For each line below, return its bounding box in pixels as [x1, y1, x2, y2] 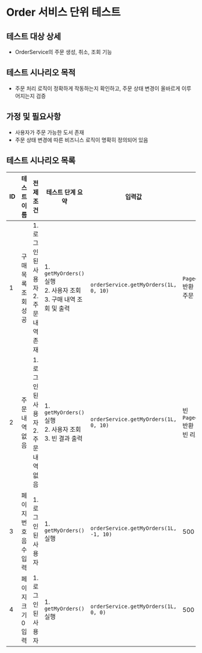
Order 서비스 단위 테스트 [6, 5, 121, 19]
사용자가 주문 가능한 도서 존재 [14, 129, 84, 136]
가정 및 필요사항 [6, 112, 61, 122]
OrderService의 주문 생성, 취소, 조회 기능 [14, 49, 112, 55]
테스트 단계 [46, 188, 76, 197]
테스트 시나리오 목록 [6, 156, 76, 166]
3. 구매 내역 [44, 295, 76, 304]
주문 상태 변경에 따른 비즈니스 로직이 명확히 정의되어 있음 [14, 136, 148, 143]
